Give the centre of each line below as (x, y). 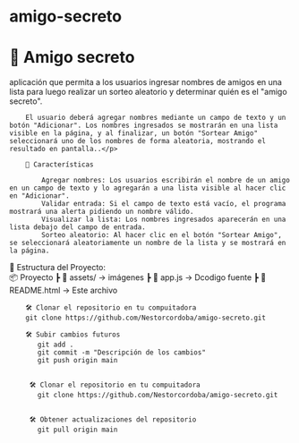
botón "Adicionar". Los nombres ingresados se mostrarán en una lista (144, 126)
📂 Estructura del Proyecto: (57, 268)
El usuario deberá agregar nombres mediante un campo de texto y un (156, 118)
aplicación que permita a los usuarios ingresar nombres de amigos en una (145, 82)
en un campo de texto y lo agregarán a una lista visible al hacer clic (148, 188)
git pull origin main (77, 430)
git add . (56, 345)
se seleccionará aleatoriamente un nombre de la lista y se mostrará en (148, 243)
